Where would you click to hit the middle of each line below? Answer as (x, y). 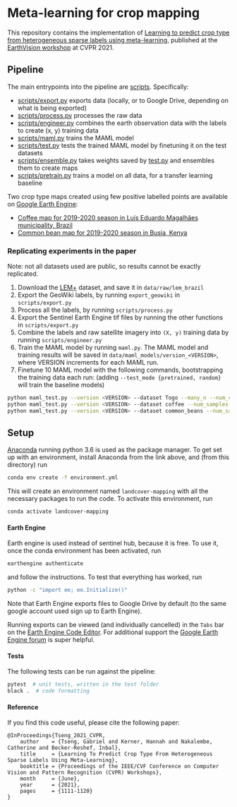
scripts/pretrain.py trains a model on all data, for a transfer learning (115, 175)
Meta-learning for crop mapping (103, 13)
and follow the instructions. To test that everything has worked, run (105, 577)
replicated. (23, 274)
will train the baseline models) (61, 385)
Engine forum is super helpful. (51, 640)
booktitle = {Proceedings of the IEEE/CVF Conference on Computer (120, 767)
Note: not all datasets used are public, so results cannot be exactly (104, 267)
